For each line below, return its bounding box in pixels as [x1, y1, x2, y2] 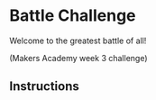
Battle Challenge [9, 5, 137, 26]
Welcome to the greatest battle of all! [9, 35, 147, 46]
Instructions [9, 78, 79, 95]
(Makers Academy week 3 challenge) [9, 52, 148, 63]
